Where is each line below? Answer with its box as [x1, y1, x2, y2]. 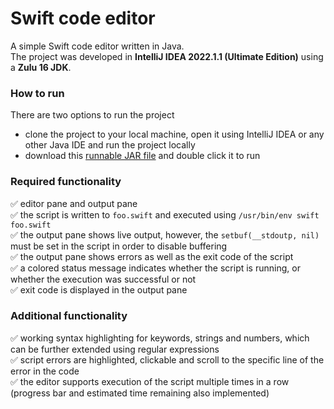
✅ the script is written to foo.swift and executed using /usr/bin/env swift [10, 208, 320, 221]
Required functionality [10, 175, 122, 189]
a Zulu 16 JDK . [10, 61, 72, 73]
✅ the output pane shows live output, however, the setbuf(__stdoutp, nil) [10, 228, 320, 241]
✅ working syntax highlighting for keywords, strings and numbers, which [10, 332, 310, 344]
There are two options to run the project [10, 109, 175, 121]
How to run [10, 86, 65, 100]
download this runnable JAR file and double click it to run [24, 150, 261, 162]
